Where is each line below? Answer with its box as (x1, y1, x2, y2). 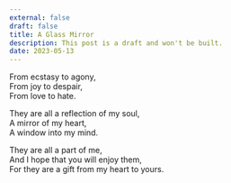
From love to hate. (9, 91, 76, 102)
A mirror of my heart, (9, 118, 87, 129)
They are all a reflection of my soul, (9, 108, 140, 119)
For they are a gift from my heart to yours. (9, 164, 164, 175)
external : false (9, 13, 70, 23)
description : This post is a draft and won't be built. (9, 38, 223, 48)
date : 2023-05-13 (9, 47, 75, 56)
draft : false (9, 22, 58, 31)
